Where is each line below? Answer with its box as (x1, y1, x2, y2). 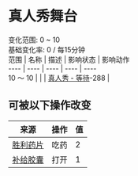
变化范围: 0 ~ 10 (8, 35, 61, 44)
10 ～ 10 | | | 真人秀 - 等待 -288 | (8, 73, 110, 82)
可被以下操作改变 (8, 98, 91, 112)
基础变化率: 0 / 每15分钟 (8, 44, 85, 54)
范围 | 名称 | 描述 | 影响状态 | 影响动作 (8, 55, 130, 64)
